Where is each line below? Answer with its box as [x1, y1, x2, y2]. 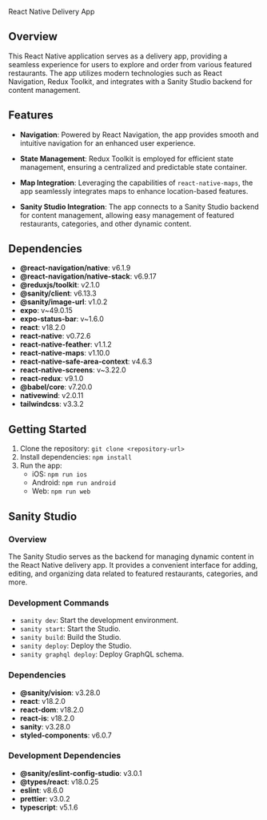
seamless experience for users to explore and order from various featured [8, 59, 253, 69]
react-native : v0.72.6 [19, 332, 91, 341]
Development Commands [8, 597, 110, 608]
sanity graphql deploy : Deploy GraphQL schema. [19, 649, 185, 659]
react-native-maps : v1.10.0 [19, 348, 110, 358]
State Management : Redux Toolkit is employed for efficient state [19, 154, 234, 163]
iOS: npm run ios [31, 469, 88, 479]
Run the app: [19, 460, 62, 471]
